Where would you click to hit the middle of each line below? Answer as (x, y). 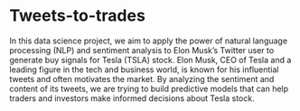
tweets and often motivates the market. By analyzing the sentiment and (142, 79)
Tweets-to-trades (78, 16)
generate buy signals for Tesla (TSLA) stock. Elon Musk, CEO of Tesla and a (150, 60)
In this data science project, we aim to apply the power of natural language (148, 41)
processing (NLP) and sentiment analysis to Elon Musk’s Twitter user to (142, 50)
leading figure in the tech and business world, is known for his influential (144, 69)
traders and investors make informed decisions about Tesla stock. (132, 98)
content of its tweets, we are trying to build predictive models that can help (149, 88)
